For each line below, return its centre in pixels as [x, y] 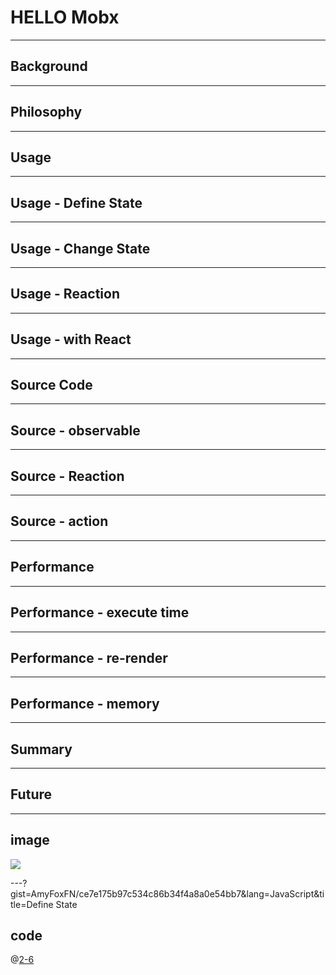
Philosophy [46, 112]
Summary [41, 749]
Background [49, 66]
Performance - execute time [100, 612]
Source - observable [75, 430]
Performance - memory [85, 703]
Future [31, 794]
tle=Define [32, 904]
